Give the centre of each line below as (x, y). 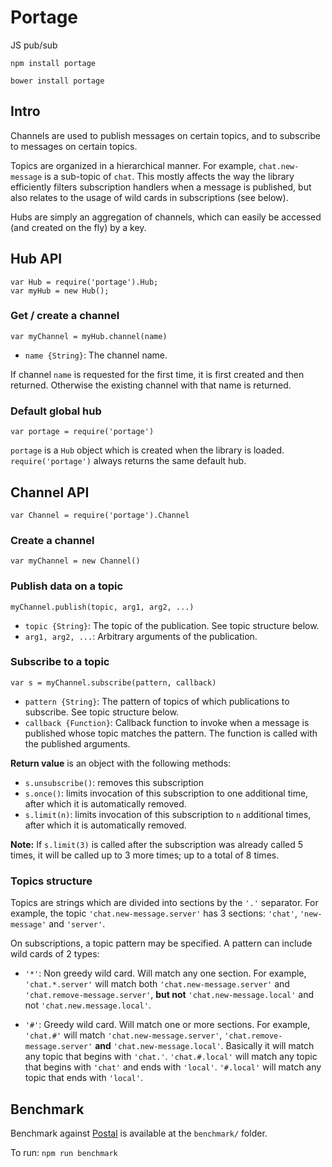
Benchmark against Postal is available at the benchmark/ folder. (139, 1133)
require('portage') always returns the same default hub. (128, 461)
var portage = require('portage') (82, 432)
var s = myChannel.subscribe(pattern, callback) (113, 682)
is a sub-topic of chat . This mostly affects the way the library (169, 176)
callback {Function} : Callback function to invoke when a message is (167, 722)
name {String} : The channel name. (96, 355)
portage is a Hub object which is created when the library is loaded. (147, 450)
